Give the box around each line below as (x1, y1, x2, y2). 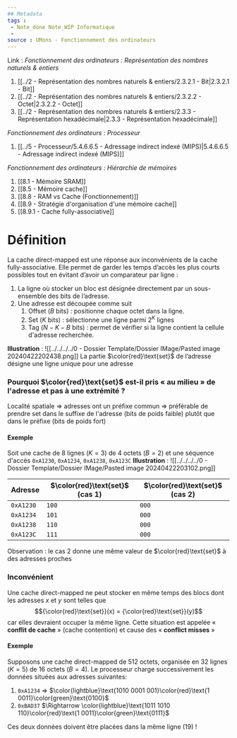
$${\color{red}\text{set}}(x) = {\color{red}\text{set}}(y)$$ (34, 606, 203, 616)
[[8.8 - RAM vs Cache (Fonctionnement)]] (17, 192, 139, 201)
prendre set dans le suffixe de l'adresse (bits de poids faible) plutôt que (7, 410, 215, 418)
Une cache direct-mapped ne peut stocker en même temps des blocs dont (7, 588, 224, 596)
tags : (7, 17, 27, 24)
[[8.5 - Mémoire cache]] (17, 185, 88, 193)
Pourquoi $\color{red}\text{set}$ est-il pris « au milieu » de (7, 376, 216, 386)
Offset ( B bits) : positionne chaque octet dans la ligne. (28, 307, 185, 316)
